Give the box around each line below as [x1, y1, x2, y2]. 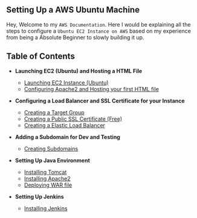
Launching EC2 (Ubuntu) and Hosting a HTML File [15, 67, 143, 74]
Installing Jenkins [24, 205, 68, 212]
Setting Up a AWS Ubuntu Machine [6, 5, 140, 15]
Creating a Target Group [24, 109, 85, 116]
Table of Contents [6, 51, 76, 62]
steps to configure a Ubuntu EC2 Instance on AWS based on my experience [6, 27, 192, 34]
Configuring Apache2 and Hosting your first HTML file [24, 85, 159, 92]
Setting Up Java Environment [15, 156, 91, 164]
